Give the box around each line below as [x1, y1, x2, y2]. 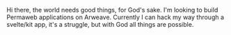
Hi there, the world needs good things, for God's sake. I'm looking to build [6, 6, 218, 14]
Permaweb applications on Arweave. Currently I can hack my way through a [6, 13, 224, 21]
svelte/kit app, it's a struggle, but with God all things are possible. [6, 21, 194, 28]
